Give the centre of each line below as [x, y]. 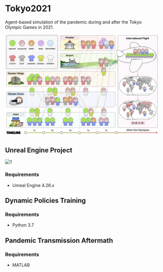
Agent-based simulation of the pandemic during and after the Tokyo [73, 22]
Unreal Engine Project [39, 150]
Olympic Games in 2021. [30, 27]
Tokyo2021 [28, 9]
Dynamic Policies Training [46, 201]
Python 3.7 [23, 225]
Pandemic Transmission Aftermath [59, 241]
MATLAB [21, 265]
